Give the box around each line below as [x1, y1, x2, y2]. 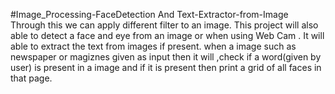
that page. [10, 72, 53, 84]
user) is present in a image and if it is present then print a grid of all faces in [10, 62, 322, 73]
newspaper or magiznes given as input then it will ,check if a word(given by [10, 51, 322, 63]
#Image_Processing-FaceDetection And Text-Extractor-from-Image [10, 9, 289, 20]
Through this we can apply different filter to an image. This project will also [10, 19, 319, 31]
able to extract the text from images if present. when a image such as [10, 40, 297, 52]
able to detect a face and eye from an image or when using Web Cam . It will [10, 30, 325, 41]
